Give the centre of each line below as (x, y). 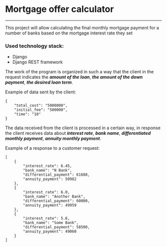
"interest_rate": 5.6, (46, 219)
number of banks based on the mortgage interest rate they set (69, 33)
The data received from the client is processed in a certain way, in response (83, 128)
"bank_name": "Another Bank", (54, 197)
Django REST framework (38, 62)
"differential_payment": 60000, (57, 201)
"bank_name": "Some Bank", (51, 223)
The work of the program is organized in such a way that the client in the (80, 72)
